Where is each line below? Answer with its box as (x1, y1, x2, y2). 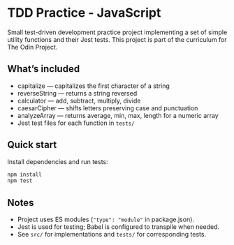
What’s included (7, 63, 80, 75)
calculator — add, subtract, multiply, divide (17, 96, 141, 105)
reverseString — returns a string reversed (17, 89, 138, 97)
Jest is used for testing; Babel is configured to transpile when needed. (17, 223, 220, 231)
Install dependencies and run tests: (7, 157, 108, 165)
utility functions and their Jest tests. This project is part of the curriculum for (7, 35, 227, 43)
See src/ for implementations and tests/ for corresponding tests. (17, 230, 207, 239)
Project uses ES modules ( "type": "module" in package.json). (17, 215, 194, 224)
